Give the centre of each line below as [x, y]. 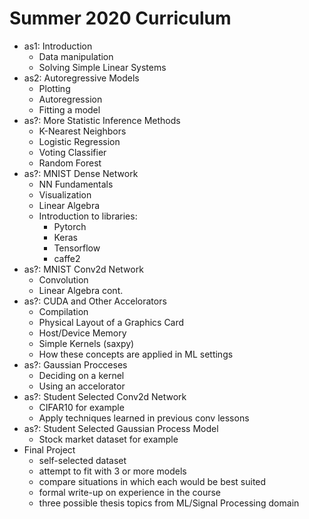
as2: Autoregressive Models [81, 78]
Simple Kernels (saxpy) [86, 343]
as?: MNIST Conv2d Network [83, 269]
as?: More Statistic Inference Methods [102, 120]
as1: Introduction [58, 46]
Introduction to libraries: [88, 216]
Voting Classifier [72, 152]
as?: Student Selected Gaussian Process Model [121, 428]
